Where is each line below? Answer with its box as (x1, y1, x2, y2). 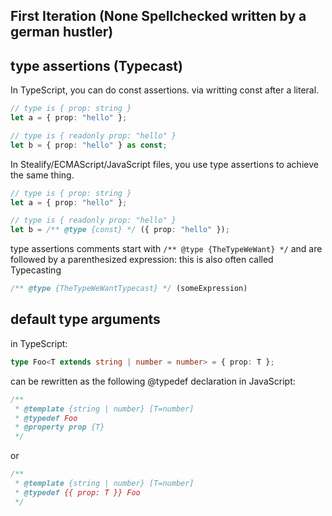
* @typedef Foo (14, 413, 78, 423)
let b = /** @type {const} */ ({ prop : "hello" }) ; (10, 225, 230, 235)
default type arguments (10, 311, 161, 328)
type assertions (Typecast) (10, 57, 183, 74)
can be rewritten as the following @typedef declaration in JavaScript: (10, 375, 296, 387)
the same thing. (10, 169, 75, 181)
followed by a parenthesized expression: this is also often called (10, 254, 274, 266)
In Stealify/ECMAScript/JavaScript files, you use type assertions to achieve (10, 158, 319, 170)
